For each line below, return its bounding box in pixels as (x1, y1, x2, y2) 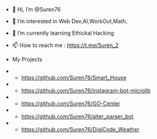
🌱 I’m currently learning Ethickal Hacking (12, 29, 114, 37)
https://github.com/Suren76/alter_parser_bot (21, 113, 134, 120)
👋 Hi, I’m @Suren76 (12, 6, 61, 13)
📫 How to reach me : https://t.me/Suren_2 (12, 41, 119, 49)
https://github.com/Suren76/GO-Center (21, 100, 120, 107)
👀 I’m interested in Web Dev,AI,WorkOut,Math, (12, 18, 128, 24)
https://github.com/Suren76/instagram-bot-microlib (21, 87, 151, 94)
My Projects (12, 55, 43, 63)
